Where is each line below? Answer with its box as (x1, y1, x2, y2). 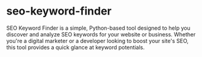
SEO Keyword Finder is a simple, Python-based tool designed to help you (6, 24, 190, 32)
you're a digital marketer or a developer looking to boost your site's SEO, (6, 37, 189, 44)
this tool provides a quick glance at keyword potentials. (6, 44, 145, 51)
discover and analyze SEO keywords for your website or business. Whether (6, 30, 196, 38)
